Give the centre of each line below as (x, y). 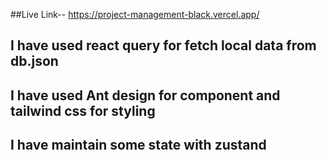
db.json (34, 61)
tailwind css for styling (83, 110)
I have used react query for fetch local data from (163, 45)
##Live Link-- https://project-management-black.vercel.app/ (135, 14)
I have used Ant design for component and (145, 95)
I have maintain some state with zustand (138, 145)
